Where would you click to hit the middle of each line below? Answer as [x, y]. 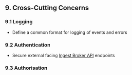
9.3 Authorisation [26, 68]
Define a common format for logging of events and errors [70, 32]
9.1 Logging [19, 22]
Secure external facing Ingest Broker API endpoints [64, 55]
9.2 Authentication [28, 45]
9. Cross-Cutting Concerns [47, 8]
